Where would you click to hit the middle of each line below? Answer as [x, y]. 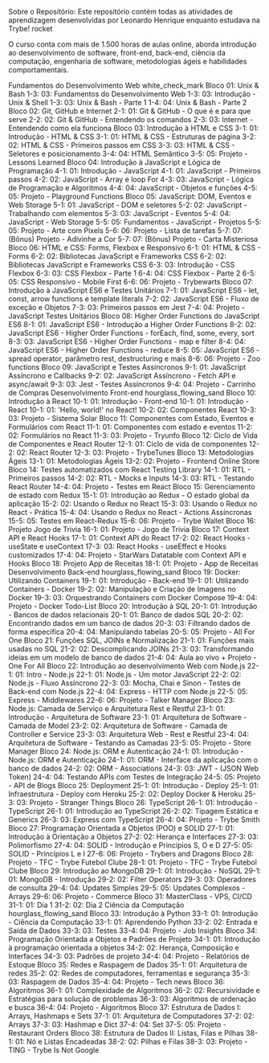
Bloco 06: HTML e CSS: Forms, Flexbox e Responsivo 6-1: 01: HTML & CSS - [134, 247]
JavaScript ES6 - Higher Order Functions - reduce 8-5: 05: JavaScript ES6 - [134, 350]
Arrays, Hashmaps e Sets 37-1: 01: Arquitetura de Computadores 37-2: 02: [131, 1016]
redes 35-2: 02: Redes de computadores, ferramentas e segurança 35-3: [129, 973]
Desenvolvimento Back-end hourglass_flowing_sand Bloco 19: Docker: [124, 572]
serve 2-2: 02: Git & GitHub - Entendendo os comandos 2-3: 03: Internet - [131, 119]
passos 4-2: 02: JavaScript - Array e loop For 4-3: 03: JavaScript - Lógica [131, 179]
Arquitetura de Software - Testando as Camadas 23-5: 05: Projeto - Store [130, 743]
